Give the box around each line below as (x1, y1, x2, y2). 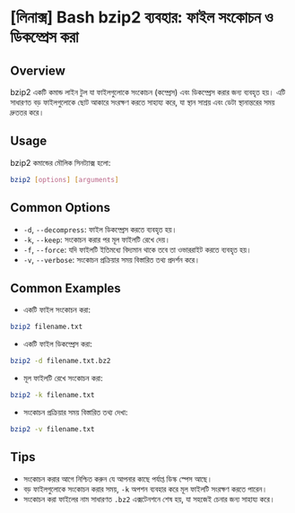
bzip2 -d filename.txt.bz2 (10, 357, 111, 366)
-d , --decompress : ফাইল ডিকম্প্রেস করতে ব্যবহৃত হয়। (22, 223, 178, 235)
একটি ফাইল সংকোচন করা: (22, 304, 91, 316)
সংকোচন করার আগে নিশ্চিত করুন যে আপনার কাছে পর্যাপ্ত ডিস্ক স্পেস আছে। (22, 474, 213, 484)
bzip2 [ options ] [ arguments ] (10, 175, 119, 184)
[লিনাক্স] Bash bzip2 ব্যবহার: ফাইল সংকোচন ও (10, 7, 273, 28)
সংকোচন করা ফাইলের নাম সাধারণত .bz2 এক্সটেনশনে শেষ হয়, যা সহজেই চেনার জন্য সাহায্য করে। (22, 493, 276, 504)
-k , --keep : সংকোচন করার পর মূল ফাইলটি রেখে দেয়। (22, 234, 171, 245)
